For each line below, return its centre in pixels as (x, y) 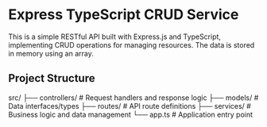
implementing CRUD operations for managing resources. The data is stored (132, 44)
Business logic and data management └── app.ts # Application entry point (130, 114)
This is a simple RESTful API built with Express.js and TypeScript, (114, 37)
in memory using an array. (51, 53)
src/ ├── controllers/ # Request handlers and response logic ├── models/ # (133, 98)
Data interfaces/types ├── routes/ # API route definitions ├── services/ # (130, 106)
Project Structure (52, 78)
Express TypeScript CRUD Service (124, 15)
